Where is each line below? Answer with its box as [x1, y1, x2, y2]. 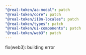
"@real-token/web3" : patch [5, 30, 61, 35]
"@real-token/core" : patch [5, 12, 61, 17]
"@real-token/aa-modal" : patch [5, 7, 70, 12]
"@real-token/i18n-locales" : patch [5, 16, 79, 21]
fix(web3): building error [5, 44, 55, 50]
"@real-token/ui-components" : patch [5, 26, 81, 31]
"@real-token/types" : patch [5, 21, 64, 26]
